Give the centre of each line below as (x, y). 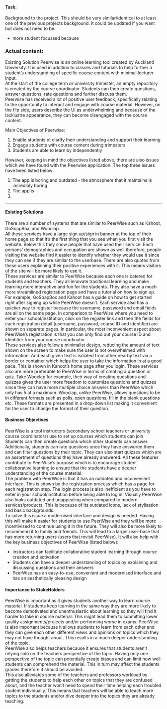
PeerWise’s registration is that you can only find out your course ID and (78, 334)
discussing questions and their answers (53, 567)
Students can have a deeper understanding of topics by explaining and (85, 562)
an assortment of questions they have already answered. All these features (82, 457)
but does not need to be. (30, 29)
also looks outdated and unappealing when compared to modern (71, 499)
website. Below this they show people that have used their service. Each (79, 244)
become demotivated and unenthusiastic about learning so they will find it (81, 611)
